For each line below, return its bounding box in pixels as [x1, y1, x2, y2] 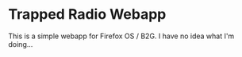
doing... [8, 39, 33, 48]
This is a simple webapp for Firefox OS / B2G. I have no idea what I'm [8, 31, 235, 41]
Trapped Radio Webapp [8, 5, 167, 23]
